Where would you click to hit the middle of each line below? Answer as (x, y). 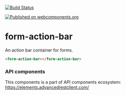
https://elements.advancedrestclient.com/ (47, 87)
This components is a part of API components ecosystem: (63, 82)
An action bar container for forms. (39, 50)
